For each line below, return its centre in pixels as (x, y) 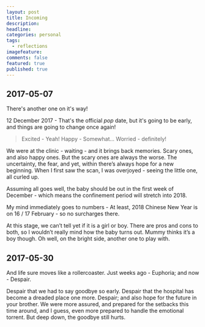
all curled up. (23, 177)
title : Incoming (27, 18)
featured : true (26, 63)
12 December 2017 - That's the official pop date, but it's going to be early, (99, 121)
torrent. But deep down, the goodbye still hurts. (66, 317)
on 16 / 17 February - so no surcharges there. (63, 214)
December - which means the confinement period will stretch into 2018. (97, 195)
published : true (27, 69)
